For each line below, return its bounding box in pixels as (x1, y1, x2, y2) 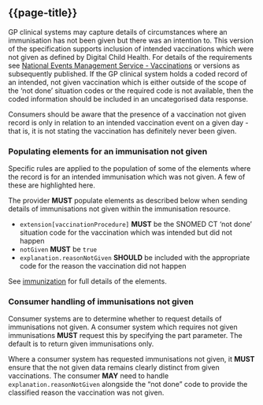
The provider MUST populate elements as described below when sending (8, 196, 248, 206)
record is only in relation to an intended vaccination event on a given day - (8, 117, 250, 127)
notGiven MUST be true (19, 244, 97, 255)
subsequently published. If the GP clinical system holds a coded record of (8, 69, 248, 78)
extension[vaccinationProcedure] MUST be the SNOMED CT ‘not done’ (19, 220, 253, 229)
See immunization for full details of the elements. (8, 277, 167, 286)
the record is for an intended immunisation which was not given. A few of (8, 173, 246, 182)
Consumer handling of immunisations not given (8, 296, 194, 307)
